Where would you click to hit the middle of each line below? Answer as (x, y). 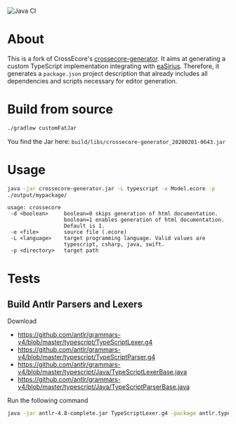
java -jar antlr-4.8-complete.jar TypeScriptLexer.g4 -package (102, 413)
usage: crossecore (34, 208)
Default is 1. (84, 226)
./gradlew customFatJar (42, 128)
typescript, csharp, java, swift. (114, 245)
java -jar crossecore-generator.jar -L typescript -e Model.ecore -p (111, 188)
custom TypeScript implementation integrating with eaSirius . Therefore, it (113, 66)
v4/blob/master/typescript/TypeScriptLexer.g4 (85, 342)
